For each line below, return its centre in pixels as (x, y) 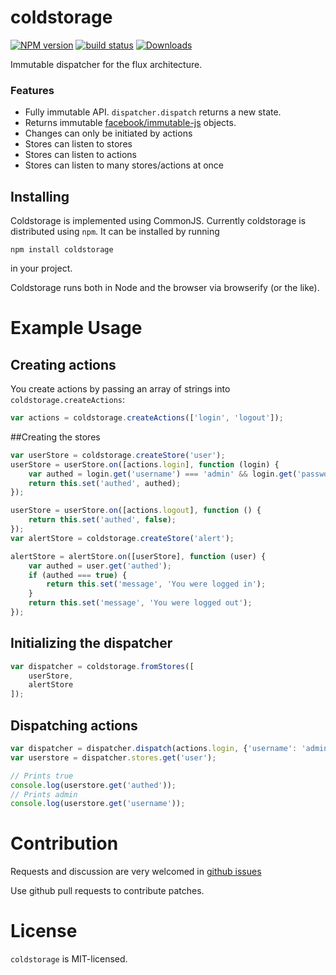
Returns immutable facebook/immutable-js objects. (130, 123)
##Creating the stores (55, 437)
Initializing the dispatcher (91, 643)
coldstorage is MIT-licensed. (69, 959)
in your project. (41, 268)
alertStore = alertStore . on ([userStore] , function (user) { (138, 556)
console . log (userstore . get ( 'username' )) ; (98, 804)
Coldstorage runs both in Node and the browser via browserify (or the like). (165, 288)
